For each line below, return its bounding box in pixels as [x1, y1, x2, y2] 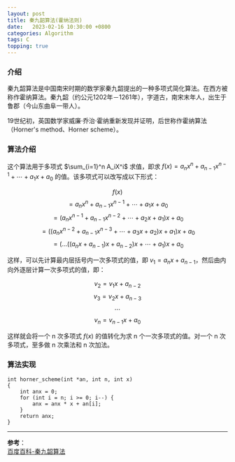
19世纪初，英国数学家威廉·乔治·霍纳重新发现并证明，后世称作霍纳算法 [7, 117, 208, 125]
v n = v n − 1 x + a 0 [94, 316, 141, 326]
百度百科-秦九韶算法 [7, 447, 66, 456]
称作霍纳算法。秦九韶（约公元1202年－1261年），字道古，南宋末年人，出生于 [7, 93, 227, 101]
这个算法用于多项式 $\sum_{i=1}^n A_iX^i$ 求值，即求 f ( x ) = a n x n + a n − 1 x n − [7, 161, 227, 172]
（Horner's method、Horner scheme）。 [7, 125, 122, 133]
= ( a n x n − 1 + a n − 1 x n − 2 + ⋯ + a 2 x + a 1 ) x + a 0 [53, 212, 184, 224]
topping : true [7, 43, 49, 50]
